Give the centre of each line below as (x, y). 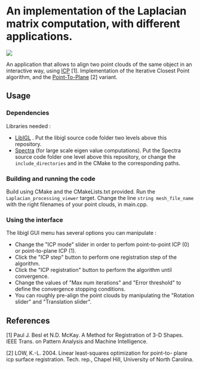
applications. (39, 37)
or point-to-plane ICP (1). (45, 251)
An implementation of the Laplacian (96, 11)
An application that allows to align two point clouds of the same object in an (99, 64)
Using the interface (35, 220)
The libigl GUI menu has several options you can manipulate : (81, 233)
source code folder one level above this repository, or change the (95, 156)
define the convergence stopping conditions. (70, 289)
